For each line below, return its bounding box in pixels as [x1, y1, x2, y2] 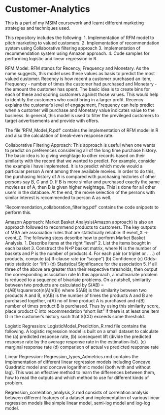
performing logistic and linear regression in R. [5, 55, 98, 61]
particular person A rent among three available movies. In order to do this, [5, 168, 155, 174]
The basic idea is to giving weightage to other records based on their [5, 152, 145, 159]
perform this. [5, 209, 32, 215]
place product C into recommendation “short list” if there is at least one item [5, 308, 160, 314]
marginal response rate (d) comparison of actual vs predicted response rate [5, 344, 159, 350]
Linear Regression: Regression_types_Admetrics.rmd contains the [5, 353, 139, 359]
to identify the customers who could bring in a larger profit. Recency [5, 96, 144, 102]
